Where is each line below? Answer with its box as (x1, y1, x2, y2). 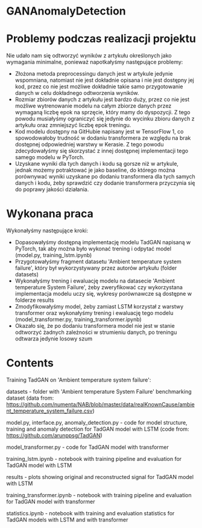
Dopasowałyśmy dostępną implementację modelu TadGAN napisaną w (14, 239, 191, 246)
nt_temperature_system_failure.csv (6, 407, 93, 414)
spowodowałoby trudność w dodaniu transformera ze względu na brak (14, 134, 191, 142)
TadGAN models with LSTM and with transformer (6, 516, 128, 523)
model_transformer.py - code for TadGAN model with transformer (6, 443, 169, 451)
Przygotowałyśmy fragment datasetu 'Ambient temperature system (14, 258, 182, 266)
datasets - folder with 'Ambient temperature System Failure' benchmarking (6, 388, 192, 395)
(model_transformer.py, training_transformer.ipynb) (14, 316, 142, 323)
